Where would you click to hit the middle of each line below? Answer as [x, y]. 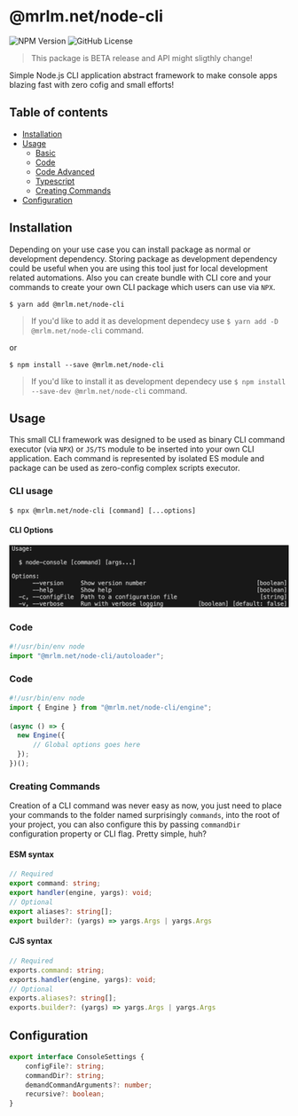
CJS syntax [31, 941]
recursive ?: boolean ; [65, 1094]
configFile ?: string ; [65, 1066]
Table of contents [59, 113]
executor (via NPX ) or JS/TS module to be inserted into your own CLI [132, 449]
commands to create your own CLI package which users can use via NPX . [142, 287]
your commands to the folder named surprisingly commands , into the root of [145, 815]
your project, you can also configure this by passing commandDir [125, 825]
